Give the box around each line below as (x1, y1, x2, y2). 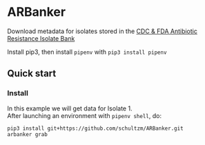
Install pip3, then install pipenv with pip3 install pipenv (7, 48, 167, 56)
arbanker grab (7, 130, 48, 138)
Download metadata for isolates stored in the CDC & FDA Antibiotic (7, 27, 198, 35)
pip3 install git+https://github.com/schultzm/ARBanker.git (7, 125, 184, 132)
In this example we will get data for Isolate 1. (7, 104, 133, 113)
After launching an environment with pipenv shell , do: (7, 111, 162, 119)
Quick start (7, 68, 57, 79)
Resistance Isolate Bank (7, 34, 75, 42)
